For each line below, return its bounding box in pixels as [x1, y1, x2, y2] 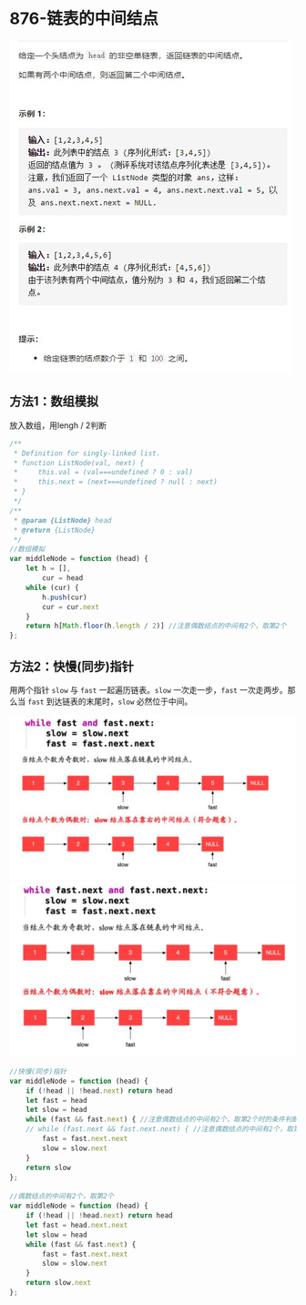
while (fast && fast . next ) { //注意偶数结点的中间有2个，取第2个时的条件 [25, 1115, 285, 1125]
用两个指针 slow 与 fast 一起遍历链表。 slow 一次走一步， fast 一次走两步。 [9, 684, 289, 695]
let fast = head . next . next [25, 1220, 128, 1229]
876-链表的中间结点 [9, 8, 159, 29]
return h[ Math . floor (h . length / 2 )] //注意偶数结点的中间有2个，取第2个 [25, 621, 287, 631]
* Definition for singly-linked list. [13, 448, 161, 458]
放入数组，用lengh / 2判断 [9, 420, 107, 431]
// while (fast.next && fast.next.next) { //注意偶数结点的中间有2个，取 [25, 1125, 294, 1134]
